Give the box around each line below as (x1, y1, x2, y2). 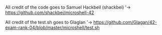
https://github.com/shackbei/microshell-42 (5, 9, 94, 15)
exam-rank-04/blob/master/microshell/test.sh (5, 24, 100, 30)
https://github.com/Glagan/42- (93, 19, 157, 25)
